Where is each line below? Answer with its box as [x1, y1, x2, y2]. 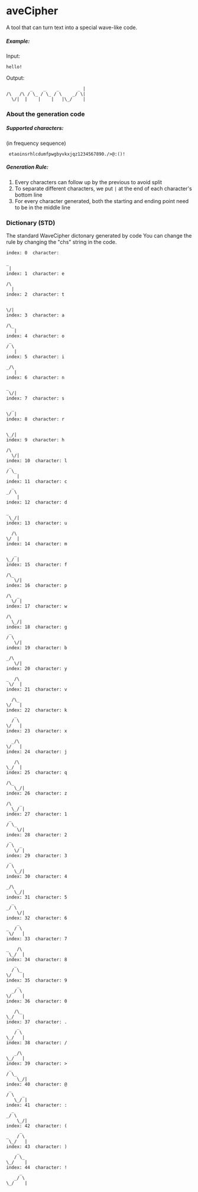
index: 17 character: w [6, 603, 67, 609]
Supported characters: [6, 125, 64, 132]
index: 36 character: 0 [6, 998, 67, 1004]
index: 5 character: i [6, 354, 65, 360]
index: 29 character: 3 [6, 853, 67, 859]
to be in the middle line [14, 204, 71, 211]
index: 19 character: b [6, 645, 67, 651]
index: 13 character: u [6, 520, 67, 526]
